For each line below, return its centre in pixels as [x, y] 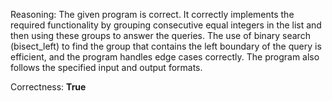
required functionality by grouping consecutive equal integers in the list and [166, 25]
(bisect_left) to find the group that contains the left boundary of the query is [166, 46]
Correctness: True [48, 87]
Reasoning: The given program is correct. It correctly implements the [152, 14]
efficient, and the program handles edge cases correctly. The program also [165, 57]
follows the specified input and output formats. [106, 67]
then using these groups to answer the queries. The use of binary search [160, 35]
